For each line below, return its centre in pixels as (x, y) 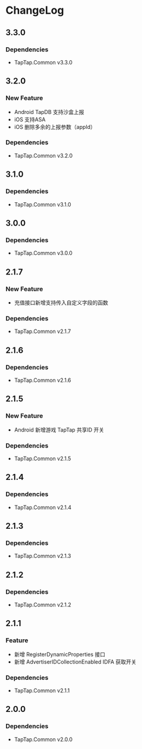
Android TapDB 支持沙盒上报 (49, 112)
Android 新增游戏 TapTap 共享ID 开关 (59, 430)
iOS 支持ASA (30, 119)
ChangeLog (35, 10)
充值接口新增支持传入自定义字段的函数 (61, 303)
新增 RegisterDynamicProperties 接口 (59, 654)
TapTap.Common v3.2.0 (43, 155)
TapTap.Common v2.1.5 (42, 458)
